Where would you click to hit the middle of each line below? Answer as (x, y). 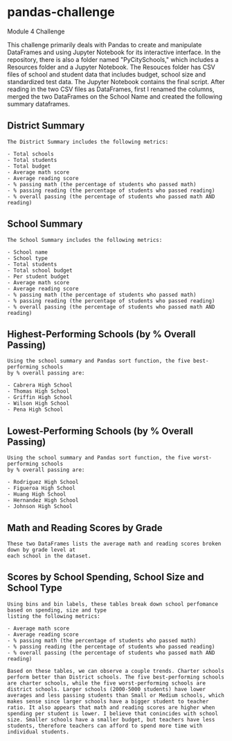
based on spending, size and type (57, 610)
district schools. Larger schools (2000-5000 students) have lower (107, 689)
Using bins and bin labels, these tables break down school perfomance (113, 604)
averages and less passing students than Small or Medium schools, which (116, 695)
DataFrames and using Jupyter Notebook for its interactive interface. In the (114, 52)
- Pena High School (35, 410)
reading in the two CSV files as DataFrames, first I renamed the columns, (111, 89)
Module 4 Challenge (36, 31)
